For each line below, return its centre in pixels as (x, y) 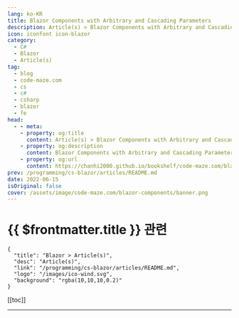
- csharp (27, 100)
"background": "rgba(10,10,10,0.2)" (68, 281)
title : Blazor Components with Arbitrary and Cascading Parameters (110, 21)
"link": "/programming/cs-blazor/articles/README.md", (97, 268)
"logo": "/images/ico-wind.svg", (63, 275)
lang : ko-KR (25, 14)
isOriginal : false (34, 186)
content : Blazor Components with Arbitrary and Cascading (114, 153)
